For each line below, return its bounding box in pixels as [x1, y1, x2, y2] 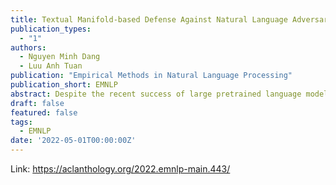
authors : [10, 42, 47, 53]
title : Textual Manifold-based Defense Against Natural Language [10, 14, 288, 25]
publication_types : [10, 24, 92, 34]
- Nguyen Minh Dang [19, 52, 101, 62]
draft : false [10, 98, 65, 108]
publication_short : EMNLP [10, 80, 118, 90]
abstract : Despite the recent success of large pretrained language [10, 89, 302, 99]
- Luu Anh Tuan [19, 61, 83, 71]
